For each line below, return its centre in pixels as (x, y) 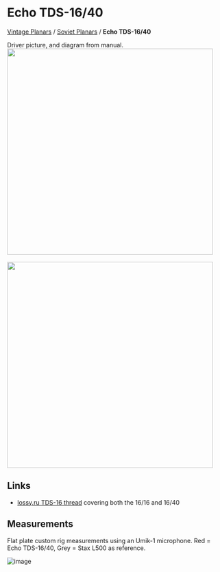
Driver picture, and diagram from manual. (65, 45)
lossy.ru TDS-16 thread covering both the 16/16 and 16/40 (98, 502)
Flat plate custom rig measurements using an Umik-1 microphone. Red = (109, 540)
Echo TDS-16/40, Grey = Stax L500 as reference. (76, 548)
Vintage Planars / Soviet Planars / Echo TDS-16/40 (79, 32)
